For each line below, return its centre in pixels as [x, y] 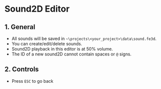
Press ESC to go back [33, 81]
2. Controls [22, 69]
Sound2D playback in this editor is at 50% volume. [62, 49]
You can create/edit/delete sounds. [47, 44]
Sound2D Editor [37, 9]
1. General [20, 27]
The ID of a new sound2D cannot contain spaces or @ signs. [72, 54]
